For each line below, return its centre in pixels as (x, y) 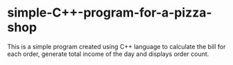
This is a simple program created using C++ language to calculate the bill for (116, 46)
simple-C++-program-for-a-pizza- (110, 13)
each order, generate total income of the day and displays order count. (108, 54)
